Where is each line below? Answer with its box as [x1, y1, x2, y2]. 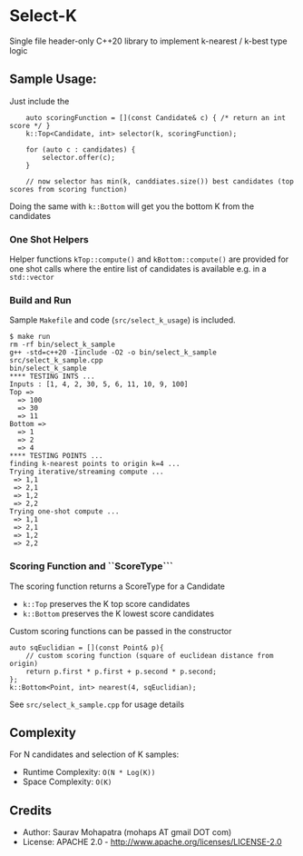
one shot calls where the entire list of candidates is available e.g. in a [9, 264, 267, 274]
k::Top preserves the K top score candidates [22, 598, 191, 609]
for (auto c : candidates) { [25, 144, 136, 154]
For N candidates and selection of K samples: [9, 749, 180, 760]
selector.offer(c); [42, 153, 116, 162]
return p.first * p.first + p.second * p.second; [25, 667, 218, 676]
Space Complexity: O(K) [22, 776, 112, 787]
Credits [9, 802, 53, 818]
